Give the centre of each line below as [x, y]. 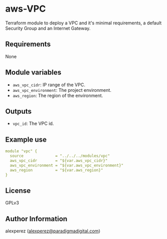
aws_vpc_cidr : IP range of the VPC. [49, 85]
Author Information [36, 219]
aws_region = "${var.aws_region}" [56, 170]
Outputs [19, 111]
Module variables [34, 72]
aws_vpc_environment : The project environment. [62, 90]
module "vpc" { [21, 151]
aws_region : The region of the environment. [58, 95]
